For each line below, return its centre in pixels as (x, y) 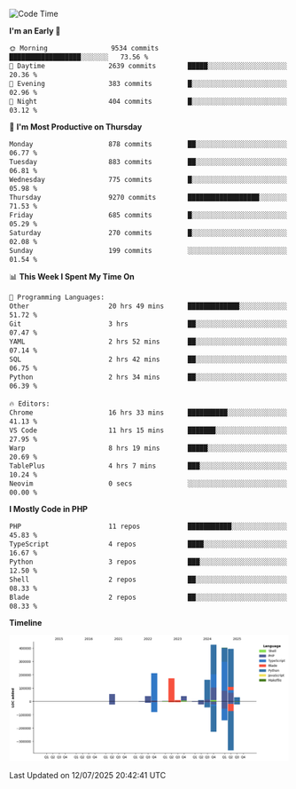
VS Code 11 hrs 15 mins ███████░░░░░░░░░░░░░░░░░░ (148, 430)
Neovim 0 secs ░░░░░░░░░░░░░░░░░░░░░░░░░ (148, 484)
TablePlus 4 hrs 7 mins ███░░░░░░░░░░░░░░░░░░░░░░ (148, 466)
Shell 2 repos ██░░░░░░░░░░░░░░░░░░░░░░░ (148, 580)
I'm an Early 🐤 (35, 31)
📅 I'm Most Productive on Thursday (76, 127)
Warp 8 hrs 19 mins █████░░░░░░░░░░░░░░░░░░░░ (148, 448)
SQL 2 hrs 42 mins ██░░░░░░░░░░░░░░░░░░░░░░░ (148, 359)
